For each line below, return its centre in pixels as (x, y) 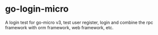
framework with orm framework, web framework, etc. (59, 27)
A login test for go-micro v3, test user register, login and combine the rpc (79, 22)
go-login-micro (37, 9)
